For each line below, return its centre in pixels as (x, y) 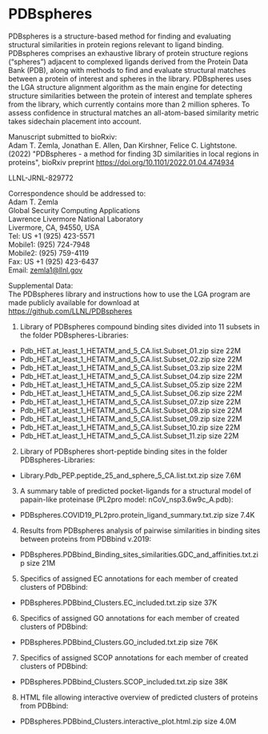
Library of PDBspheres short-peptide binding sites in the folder (124, 451)
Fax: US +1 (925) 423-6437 (54, 261)
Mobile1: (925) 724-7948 (49, 244)
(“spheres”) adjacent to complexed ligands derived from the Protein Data (128, 62)
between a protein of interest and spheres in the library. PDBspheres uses (130, 79)
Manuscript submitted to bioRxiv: (63, 136)
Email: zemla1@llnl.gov (46, 270)
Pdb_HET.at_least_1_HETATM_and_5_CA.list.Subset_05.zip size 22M (131, 385)
